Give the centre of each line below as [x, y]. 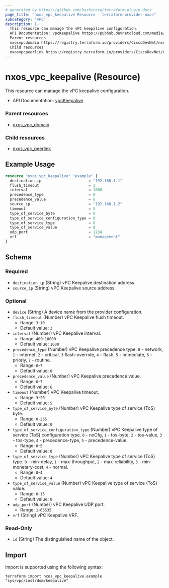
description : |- [22, 24]
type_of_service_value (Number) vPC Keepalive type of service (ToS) [85, 483]
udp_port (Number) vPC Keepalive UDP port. [58, 504]
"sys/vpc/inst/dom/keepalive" [37, 581]
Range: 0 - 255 [33, 419]
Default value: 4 [36, 477]
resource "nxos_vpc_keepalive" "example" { [52, 176]
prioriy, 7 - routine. [32, 360]
